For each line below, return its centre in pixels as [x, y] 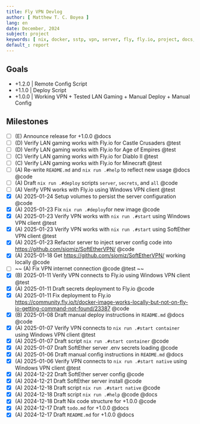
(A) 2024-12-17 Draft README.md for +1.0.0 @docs [74, 415]
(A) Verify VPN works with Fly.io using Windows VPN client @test [95, 190]
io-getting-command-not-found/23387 [62, 308]
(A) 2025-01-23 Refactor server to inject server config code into [93, 242]
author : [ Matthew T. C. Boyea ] [48, 17]
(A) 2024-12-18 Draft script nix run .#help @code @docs [86, 395]
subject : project [28, 34]
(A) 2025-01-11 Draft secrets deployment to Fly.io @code [85, 288]
